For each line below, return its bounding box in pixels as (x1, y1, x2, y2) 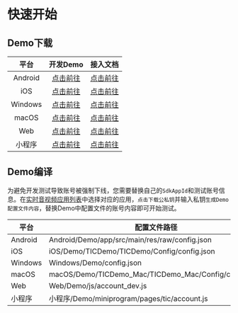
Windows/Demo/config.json (48, 258, 142, 268)
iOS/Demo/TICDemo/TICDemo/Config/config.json (48, 246, 215, 256)
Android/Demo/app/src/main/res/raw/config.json (48, 234, 212, 244)
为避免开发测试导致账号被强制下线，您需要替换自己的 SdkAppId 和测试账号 (7, 186, 220, 195)
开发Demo (48, 59, 84, 69)
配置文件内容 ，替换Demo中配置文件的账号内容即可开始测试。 (7, 203, 181, 212)
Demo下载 (7, 37, 53, 49)
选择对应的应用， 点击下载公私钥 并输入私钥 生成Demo (87, 195, 229, 203)
